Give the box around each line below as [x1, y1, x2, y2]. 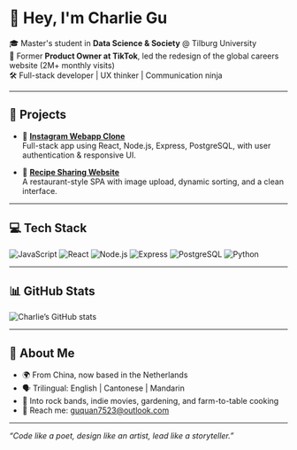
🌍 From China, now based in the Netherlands [21, 369, 188, 380]
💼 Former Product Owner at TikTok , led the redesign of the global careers [9, 50, 279, 61]
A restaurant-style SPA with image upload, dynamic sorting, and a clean [21, 176, 285, 187]
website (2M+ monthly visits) [9, 59, 115, 70]
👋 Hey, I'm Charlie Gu [9, 8, 168, 28]
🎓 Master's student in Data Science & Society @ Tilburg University [9, 37, 257, 48]
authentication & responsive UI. [21, 150, 137, 160]
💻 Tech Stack [9, 221, 88, 236]
